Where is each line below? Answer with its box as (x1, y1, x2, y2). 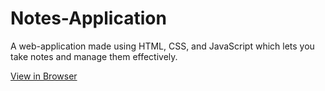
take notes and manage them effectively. (10, 50, 178, 62)
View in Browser (10, 70, 78, 82)
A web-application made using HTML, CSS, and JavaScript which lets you (10, 40, 315, 52)
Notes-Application (10, 7, 167, 30)
